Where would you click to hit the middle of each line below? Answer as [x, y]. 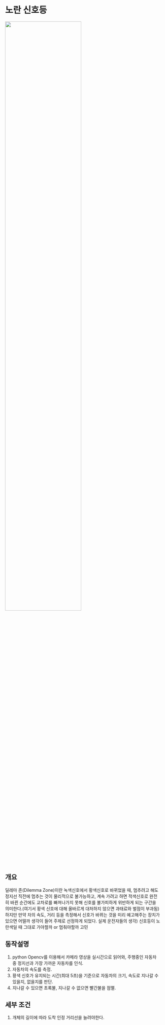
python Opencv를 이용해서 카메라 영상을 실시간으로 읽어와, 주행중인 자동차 [84, 957]
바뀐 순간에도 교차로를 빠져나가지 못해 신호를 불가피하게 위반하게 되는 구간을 [83, 902]
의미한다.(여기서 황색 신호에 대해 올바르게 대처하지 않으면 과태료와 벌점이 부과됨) [82, 909]
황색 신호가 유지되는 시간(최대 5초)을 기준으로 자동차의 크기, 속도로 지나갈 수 [85, 975]
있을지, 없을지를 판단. [33, 982]
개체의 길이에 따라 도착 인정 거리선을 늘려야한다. [58, 1018]
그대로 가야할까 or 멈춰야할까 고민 [56, 927]
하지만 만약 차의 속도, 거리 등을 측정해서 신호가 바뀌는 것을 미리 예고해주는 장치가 [82, 915]
